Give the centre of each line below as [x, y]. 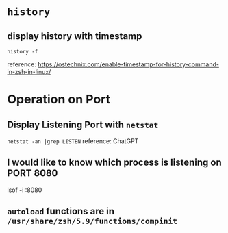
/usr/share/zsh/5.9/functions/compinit [92, 221]
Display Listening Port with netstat [83, 124]
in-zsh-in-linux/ [29, 72]
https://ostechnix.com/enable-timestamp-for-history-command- [128, 64]
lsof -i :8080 [25, 190]
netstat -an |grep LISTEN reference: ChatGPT [73, 141]
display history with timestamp [75, 36]
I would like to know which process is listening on [115, 163]
